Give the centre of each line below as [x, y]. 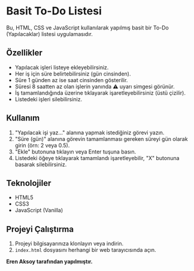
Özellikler [25, 53]
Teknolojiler [29, 183]
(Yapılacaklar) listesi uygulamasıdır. [49, 34]
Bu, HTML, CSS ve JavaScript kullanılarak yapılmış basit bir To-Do [87, 28]
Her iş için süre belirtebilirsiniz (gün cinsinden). [73, 74]
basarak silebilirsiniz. [41, 164]
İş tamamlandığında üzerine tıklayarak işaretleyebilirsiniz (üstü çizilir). [100, 93]
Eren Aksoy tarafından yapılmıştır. [49, 261]
